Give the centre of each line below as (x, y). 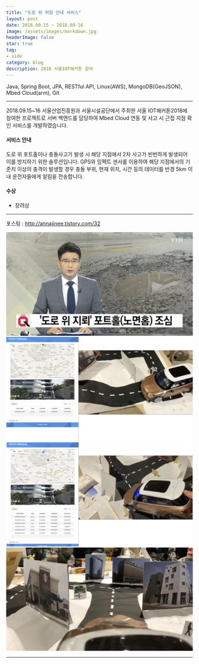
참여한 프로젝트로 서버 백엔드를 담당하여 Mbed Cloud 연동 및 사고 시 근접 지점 (96, 118)
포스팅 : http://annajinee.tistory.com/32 (53, 223)
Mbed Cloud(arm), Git (33, 92)
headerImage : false (30, 38)
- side (14, 56)
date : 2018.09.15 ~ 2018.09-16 (45, 25)
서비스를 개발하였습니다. (40, 125)
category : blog (25, 62)
